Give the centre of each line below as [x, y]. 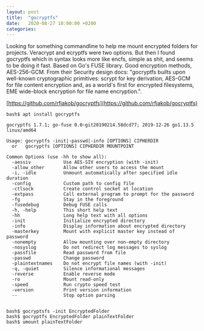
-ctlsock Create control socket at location [83, 189]
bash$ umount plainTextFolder [45, 322]
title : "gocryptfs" [32, 18]
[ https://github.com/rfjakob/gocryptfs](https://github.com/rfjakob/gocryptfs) [102, 103]
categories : [21, 29]
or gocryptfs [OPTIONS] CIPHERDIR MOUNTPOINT [73, 147]
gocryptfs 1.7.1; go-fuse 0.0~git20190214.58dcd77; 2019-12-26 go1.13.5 [100, 125]
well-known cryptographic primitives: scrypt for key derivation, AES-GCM [99, 78]
